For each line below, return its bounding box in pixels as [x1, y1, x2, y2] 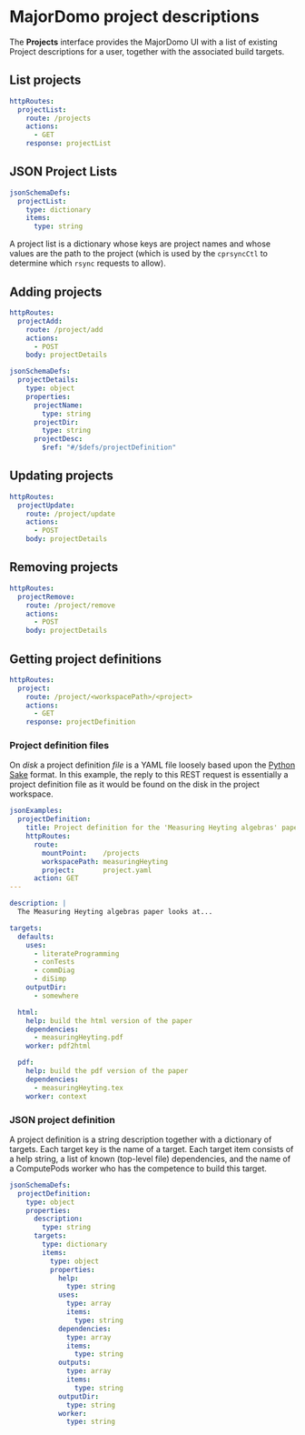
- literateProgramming [33, 948, 120, 958]
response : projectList [25, 139, 112, 148]
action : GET [33, 874, 79, 883]
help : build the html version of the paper [25, 1016, 193, 1025]
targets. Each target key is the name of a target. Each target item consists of [9, 1143, 294, 1154]
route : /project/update [25, 509, 116, 518]
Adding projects [9, 284, 103, 299]
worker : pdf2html [25, 1041, 92, 1051]
